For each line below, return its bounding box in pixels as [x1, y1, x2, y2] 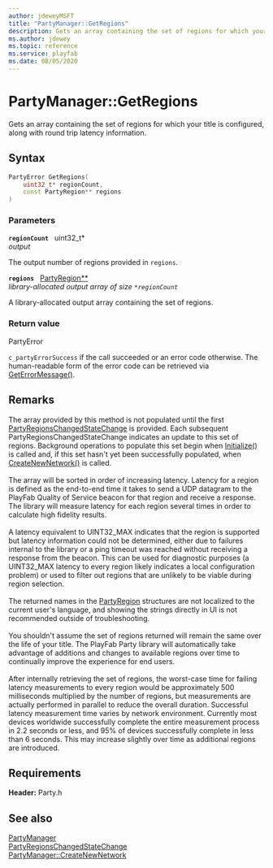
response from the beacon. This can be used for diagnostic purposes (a [8, 553, 249, 562]
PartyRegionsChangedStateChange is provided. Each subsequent [8, 423, 229, 433]
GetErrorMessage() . [8, 369, 76, 379]
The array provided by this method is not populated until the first [8, 414, 225, 424]
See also [8, 811, 53, 825]
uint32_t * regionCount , [23, 180, 104, 189]
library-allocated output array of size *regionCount [8, 282, 179, 292]
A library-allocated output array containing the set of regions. [8, 297, 214, 307]
